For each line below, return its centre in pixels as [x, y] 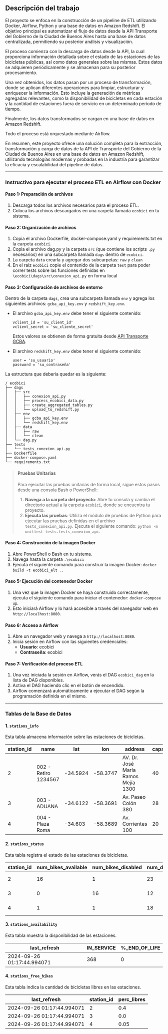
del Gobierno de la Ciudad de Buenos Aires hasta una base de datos [75, 36]
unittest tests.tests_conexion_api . [62, 531]
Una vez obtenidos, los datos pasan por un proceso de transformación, [78, 82]
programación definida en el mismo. [49, 696]
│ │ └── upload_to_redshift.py [42, 410]
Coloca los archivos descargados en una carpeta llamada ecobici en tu [86, 210]
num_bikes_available [62, 867]
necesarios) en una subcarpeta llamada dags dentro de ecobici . [78, 254]
